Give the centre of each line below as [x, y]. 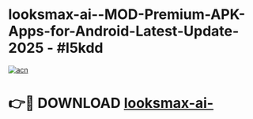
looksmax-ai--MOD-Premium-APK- [127, 15]
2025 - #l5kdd [56, 48]
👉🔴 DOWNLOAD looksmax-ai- [111, 103]
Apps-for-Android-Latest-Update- [124, 31]
